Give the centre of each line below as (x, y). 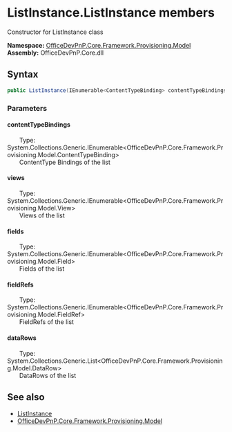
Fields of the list (42, 269)
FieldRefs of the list (47, 322)
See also (26, 397)
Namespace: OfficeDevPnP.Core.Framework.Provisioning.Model (99, 45)
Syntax (23, 74)
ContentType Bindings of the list (65, 162)
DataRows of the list (48, 375)
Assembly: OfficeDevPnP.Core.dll (56, 53)
